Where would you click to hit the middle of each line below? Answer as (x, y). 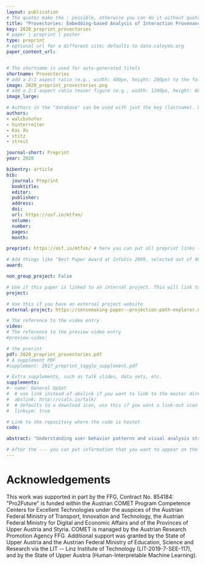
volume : (22, 221)
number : (22, 226)
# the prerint (24, 349)
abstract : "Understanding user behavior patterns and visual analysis (98, 439)
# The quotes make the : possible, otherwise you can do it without (95, 18)
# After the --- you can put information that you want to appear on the (102, 450)
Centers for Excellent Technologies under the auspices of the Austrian (95, 509)
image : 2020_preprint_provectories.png (57, 85)
